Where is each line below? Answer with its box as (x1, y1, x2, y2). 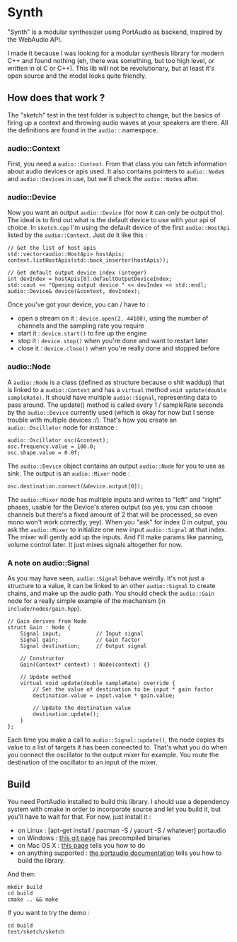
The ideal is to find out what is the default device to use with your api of (7, 216, 216, 224)
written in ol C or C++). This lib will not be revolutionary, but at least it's (7, 64, 214, 72)
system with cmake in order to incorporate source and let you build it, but (7, 805, 221, 813)
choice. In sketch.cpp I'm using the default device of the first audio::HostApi (7, 224, 230, 232)
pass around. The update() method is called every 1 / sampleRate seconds (7, 401, 224, 409)
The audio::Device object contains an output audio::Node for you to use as (7, 461, 225, 470)
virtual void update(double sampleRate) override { (20, 679, 175, 687)
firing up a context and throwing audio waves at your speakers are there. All (7, 118, 229, 127)
